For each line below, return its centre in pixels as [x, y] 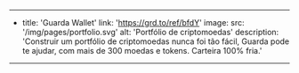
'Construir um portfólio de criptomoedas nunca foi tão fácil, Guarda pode [156, 41]
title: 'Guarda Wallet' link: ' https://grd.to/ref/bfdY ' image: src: [133, 22]
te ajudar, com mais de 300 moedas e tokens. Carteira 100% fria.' [142, 51]
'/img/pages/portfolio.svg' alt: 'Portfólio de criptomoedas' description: [150, 32]
